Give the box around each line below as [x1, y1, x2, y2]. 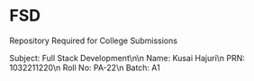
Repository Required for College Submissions [9, 35, 178, 46]
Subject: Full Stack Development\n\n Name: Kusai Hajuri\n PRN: [9, 52, 246, 63]
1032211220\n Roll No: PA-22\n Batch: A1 [9, 62, 160, 73]
